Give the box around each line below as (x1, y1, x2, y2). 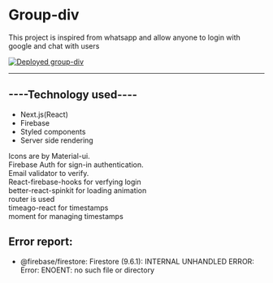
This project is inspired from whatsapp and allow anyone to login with (8, 32, 241, 42)
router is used (8, 194, 55, 204)
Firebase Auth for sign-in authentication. (8, 160, 144, 169)
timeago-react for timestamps (8, 203, 109, 212)
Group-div (8, 6, 80, 24)
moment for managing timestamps (8, 211, 123, 221)
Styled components (19, 126, 86, 136)
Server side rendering (19, 135, 93, 145)
